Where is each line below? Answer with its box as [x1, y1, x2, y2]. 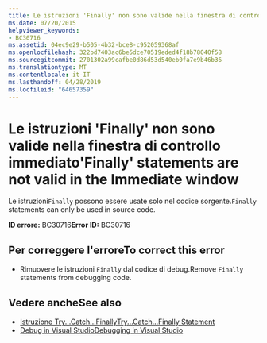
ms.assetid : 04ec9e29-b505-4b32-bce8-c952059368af [8, 41, 180, 49]
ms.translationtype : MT [8, 64, 87, 71]
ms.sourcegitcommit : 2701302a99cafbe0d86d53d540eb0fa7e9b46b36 [8, 56, 222, 64]
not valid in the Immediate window [8, 170, 239, 188]
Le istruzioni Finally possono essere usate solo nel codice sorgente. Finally [8, 196, 257, 206]
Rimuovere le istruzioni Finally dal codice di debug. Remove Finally [19, 264, 244, 274]
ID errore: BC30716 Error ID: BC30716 [8, 220, 131, 230]
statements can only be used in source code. [8, 205, 157, 214]
